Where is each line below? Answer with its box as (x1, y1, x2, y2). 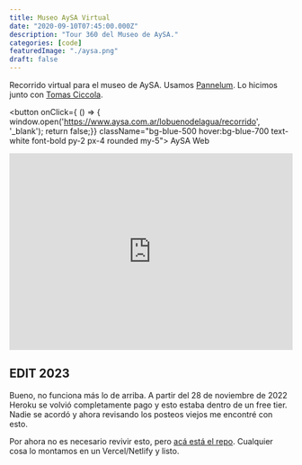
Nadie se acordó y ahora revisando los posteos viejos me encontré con (9, 408, 273, 419)
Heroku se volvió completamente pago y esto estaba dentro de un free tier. (9, 399, 288, 410)
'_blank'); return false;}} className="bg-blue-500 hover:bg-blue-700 (9, 126, 270, 136)
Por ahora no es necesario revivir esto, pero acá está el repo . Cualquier (9, 435, 274, 446)
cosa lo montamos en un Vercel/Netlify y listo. (9, 445, 180, 456)
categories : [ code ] (9, 38, 83, 48)
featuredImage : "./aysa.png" (9, 47, 119, 56)
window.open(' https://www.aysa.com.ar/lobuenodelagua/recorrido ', (9, 116, 261, 127)
